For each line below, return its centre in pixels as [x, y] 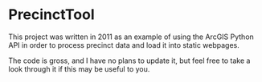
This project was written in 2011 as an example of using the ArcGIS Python [131, 37]
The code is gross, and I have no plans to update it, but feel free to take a [129, 61]
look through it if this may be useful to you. [79, 68]
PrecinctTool [51, 15]
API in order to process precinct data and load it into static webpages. [124, 45]
